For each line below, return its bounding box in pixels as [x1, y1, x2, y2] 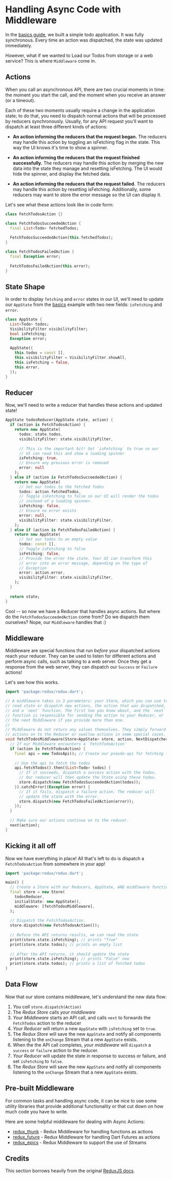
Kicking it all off [5, 842, 56, 850]
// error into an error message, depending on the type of [18, 561, 147, 566]
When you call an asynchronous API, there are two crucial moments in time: [5, 86, 165, 92]
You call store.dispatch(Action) [12, 1003, 82, 1010]
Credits [5, 1154, 30, 1163]
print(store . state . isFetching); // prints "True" [10, 937, 118, 942]
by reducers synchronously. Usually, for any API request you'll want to [5, 118, 154, 124]
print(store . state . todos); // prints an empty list [10, 942, 123, 947]
